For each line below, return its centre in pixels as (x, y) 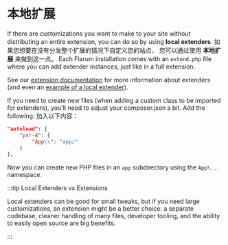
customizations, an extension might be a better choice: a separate (101, 209)
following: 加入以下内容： (43, 116)
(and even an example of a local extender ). (68, 87)
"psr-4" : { (35, 135)
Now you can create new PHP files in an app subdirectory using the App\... (114, 167)
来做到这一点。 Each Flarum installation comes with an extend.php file (113, 58)
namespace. (25, 175)
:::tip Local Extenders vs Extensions (57, 188)
